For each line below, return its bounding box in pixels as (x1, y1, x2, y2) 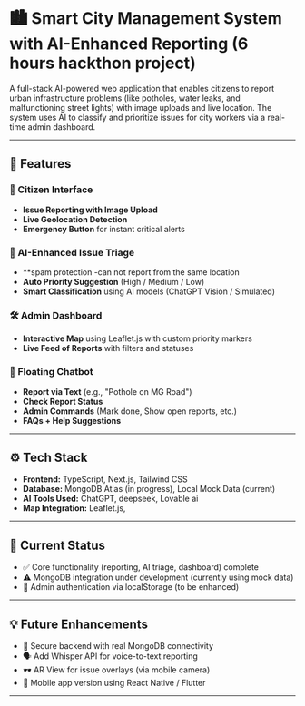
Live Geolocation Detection (22, 213, 128, 224)
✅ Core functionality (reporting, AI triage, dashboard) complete (22, 562, 259, 573)
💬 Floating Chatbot (9, 366, 93, 378)
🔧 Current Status (9, 537, 106, 553)
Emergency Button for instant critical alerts (22, 223, 186, 234)
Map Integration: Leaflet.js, (22, 503, 126, 514)
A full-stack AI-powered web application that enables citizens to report (9, 83, 275, 93)
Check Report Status (22, 396, 103, 407)
